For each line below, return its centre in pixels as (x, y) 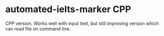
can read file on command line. (38, 28)
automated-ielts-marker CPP (68, 9)
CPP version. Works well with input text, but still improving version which (82, 23)
